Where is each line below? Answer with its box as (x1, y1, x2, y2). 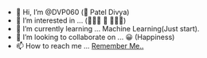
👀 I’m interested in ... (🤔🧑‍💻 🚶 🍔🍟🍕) (15, 16, 127, 25)
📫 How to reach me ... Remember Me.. (15, 42, 144, 50)
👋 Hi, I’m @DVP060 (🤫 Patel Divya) (15, 8, 130, 16)
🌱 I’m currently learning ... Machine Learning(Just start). (15, 24, 200, 33)
